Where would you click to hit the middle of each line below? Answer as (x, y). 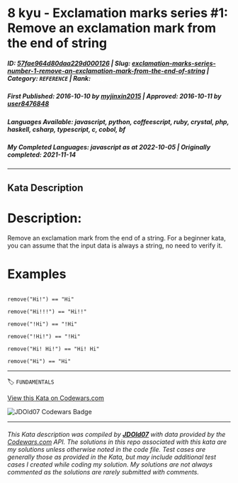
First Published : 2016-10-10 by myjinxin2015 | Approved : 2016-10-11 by (114, 96)
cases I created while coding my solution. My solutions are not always (110, 465)
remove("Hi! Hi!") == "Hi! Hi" (53, 349)
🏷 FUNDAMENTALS (31, 382)
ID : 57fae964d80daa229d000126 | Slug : (69, 63)
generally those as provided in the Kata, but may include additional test (112, 457)
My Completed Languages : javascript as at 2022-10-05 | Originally (109, 147)
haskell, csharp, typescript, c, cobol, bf (67, 129)
